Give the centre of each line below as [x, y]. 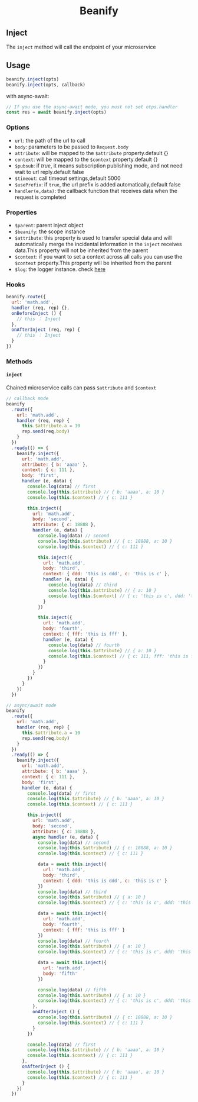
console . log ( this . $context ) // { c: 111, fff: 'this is [118, 656]
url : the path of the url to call [50, 140]
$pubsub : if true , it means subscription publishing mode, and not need [98, 165]
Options [18, 127]
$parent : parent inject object [49, 225]
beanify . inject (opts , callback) [46, 85]
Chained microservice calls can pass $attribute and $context [81, 388]
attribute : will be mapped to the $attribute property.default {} [91, 153]
